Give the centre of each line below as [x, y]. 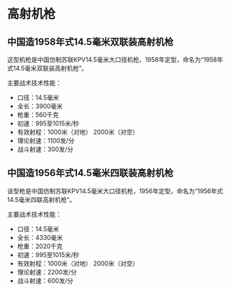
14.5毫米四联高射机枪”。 [41, 199]
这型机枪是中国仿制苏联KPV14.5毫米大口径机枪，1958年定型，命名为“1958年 [115, 60]
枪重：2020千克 [40, 246]
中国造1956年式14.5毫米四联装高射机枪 [90, 173]
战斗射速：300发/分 [45, 149]
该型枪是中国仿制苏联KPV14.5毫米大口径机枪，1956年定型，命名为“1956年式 [115, 191]
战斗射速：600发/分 [45, 281]
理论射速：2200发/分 [47, 272]
